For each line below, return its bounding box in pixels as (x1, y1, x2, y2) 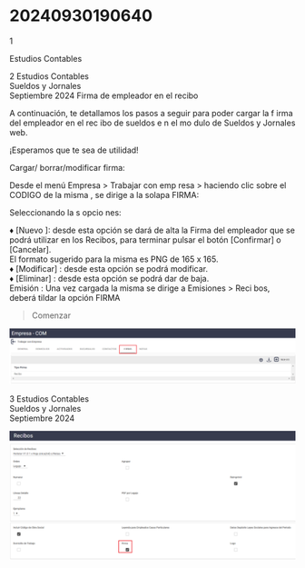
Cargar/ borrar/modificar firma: (9, 162, 125, 173)
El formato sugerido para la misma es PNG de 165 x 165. (9, 254, 219, 264)
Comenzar (31, 310, 71, 321)
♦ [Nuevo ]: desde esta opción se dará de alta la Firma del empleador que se (9, 224, 295, 235)
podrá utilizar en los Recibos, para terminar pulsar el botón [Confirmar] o (9, 234, 281, 245)
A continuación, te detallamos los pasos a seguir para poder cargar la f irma (9, 107, 293, 118)
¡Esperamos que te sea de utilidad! (9, 144, 139, 155)
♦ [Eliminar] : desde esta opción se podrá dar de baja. (9, 273, 210, 284)
